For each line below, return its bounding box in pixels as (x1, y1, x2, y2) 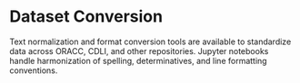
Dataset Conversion (9, 6, 164, 27)
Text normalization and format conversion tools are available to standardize (9, 36, 292, 47)
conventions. (9, 65, 58, 76)
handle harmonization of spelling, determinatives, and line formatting (9, 55, 267, 66)
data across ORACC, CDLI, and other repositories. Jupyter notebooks (9, 45, 269, 56)
